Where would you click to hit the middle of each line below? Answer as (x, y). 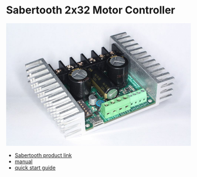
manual (23, 162)
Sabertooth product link (43, 155)
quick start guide (35, 168)
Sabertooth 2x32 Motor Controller (91, 10)
